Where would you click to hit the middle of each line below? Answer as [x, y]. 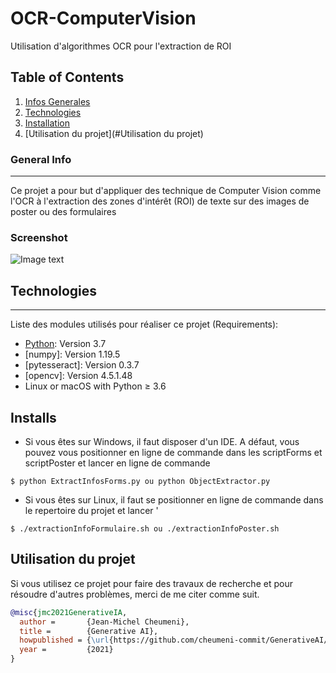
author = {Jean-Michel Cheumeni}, [104, 622]
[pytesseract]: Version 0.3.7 [82, 365]
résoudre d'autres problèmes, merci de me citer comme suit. [135, 594]
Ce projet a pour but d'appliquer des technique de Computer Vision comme [166, 191]
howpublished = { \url [64, 640]
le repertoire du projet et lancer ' [91, 510]
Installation [47, 123]
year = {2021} [66, 650]
